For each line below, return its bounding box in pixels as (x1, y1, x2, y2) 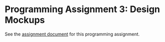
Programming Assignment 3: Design (5, 4, 160, 15)
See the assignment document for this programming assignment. (5, 31, 140, 37)
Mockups (5, 14, 45, 26)
